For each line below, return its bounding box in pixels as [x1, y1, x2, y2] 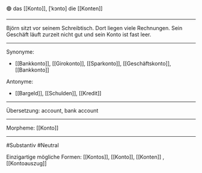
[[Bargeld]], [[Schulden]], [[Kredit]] [14, 90, 102, 96]
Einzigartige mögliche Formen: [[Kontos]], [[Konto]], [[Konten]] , [6, 153, 165, 160]
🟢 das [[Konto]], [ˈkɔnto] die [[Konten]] [6, 5, 103, 12]
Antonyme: [6, 78, 34, 85]
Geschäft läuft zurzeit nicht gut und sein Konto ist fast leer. [6, 31, 151, 38]
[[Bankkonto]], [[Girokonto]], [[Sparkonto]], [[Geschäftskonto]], [14, 60, 171, 67]
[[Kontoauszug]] [6, 160, 47, 167]
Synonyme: [6, 48, 34, 55]
